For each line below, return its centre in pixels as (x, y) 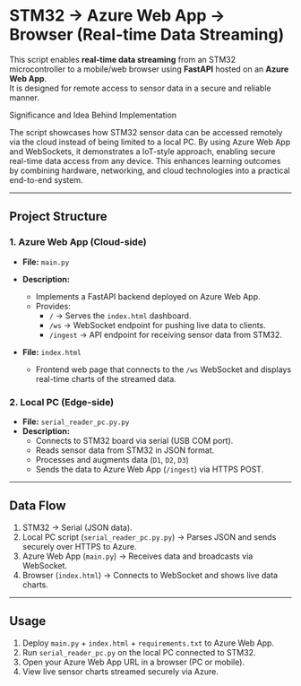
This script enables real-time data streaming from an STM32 (122, 59)
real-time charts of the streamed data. (106, 378)
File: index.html (52, 352)
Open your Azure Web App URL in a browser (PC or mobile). (133, 662)
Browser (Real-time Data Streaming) (147, 35)
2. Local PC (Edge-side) (62, 402)
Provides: (53, 306)
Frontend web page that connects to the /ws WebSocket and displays (163, 369)
